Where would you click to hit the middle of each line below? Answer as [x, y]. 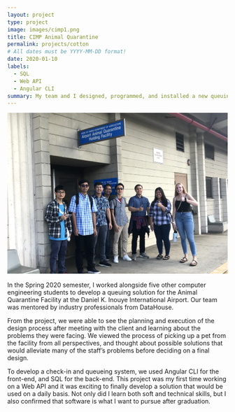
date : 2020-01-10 [33, 59]
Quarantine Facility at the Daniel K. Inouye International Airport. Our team [113, 299]
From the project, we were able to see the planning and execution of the [111, 320]
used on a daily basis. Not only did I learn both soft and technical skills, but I [117, 393]
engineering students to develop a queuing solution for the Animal [102, 292]
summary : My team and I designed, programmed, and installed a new [108, 96]
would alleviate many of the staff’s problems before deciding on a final [108, 350]
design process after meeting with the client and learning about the [104, 328]
